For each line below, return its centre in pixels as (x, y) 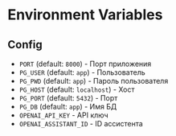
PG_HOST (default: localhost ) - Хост (77, 89)
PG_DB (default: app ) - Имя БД (68, 107)
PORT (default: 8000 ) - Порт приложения (85, 64)
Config (25, 45)
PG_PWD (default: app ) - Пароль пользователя (94, 81)
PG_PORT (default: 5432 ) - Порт (68, 98)
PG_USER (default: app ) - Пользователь (82, 72)
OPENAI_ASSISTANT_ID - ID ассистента (81, 124)
